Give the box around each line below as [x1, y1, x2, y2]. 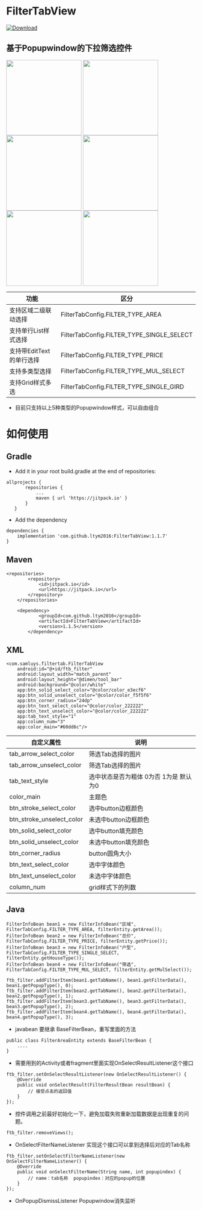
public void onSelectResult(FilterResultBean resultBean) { [17, 1082, 171, 1088]
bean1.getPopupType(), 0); [6, 983, 74, 989]
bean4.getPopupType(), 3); [6, 1014, 74, 1020]
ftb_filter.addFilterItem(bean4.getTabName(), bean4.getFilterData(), [6, 1009, 187, 1015]
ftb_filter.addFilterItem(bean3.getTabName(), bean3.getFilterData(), [6, 999, 187, 1005]
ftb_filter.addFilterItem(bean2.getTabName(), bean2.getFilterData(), [6, 988, 187, 994]
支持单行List [9, 326, 44, 335]
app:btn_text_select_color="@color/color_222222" [17, 703, 144, 709]
